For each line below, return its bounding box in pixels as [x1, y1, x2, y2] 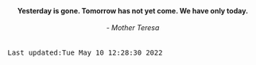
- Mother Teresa [106, 23, 160, 32]
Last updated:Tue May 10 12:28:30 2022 [7, 48, 163, 57]
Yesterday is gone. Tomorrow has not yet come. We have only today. [17, 6, 248, 15]
